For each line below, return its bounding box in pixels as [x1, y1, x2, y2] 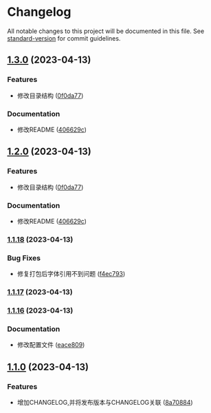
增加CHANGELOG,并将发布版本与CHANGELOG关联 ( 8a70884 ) [16, 398, 194, 406]
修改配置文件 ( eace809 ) [16, 341, 85, 349]
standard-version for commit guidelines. [7, 34, 121, 42]
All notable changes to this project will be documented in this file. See [7, 27, 205, 35]
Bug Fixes [7, 253, 41, 262]
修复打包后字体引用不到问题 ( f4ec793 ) [16, 270, 126, 278]
